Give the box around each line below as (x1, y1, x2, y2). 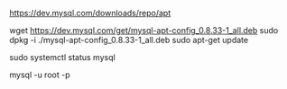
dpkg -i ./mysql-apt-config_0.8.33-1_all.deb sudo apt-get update (9, 35, 249, 45)
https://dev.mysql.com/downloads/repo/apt (9, 8, 171, 18)
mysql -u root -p (9, 69, 70, 80)
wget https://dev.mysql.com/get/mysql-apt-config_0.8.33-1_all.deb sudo (9, 25, 279, 35)
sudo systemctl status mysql (9, 52, 116, 62)
